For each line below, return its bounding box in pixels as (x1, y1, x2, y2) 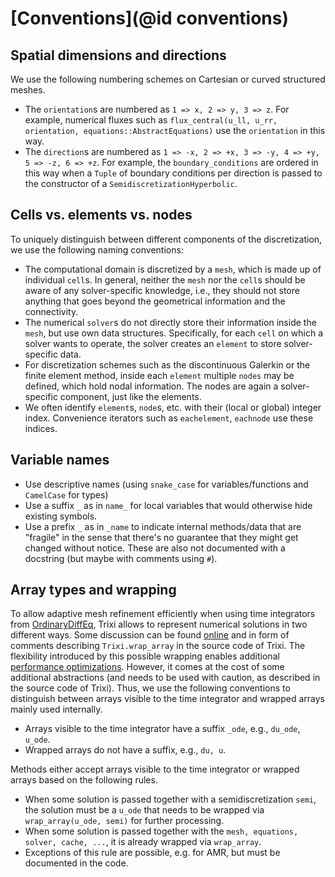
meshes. (10, 84, 46, 96)
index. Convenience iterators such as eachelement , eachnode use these (24, 412, 314, 424)
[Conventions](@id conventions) (10, 7, 290, 30)
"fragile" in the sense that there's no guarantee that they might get (24, 531, 299, 543)
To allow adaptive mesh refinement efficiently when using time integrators (10, 608, 316, 620)
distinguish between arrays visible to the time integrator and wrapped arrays (10, 693, 325, 705)
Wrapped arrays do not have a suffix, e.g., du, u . (24, 744, 227, 756)
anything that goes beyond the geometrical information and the (24, 295, 286, 307)
